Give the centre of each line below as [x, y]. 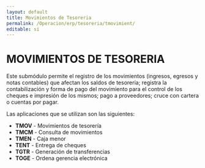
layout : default [27, 12]
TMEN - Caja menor [40, 139]
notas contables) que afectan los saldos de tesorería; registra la [87, 82]
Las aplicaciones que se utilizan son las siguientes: [71, 114]
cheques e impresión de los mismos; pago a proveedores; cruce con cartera [102, 96]
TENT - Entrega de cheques [51, 145]
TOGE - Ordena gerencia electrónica [61, 158]
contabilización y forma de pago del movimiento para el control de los [94, 89]
